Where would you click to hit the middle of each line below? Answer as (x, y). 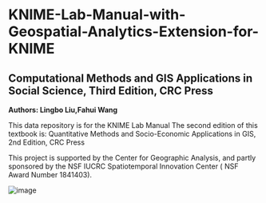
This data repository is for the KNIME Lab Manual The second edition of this (133, 125)
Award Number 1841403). (50, 175)
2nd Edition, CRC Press (47, 142)
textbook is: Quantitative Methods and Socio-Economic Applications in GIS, (132, 134)
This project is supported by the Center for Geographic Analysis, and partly (132, 158)
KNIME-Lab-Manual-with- (97, 15)
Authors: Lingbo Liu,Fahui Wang (63, 110)
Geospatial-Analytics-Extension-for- (134, 32)
